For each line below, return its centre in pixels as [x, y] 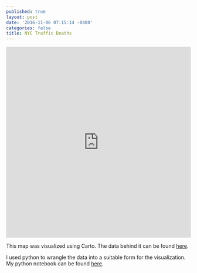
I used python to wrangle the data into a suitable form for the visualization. [96, 257]
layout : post [22, 17]
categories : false [28, 28]
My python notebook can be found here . [55, 264]
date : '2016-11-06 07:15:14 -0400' [50, 22]
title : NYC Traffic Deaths [39, 33]
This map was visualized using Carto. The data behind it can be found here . [97, 246]
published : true [26, 11]
